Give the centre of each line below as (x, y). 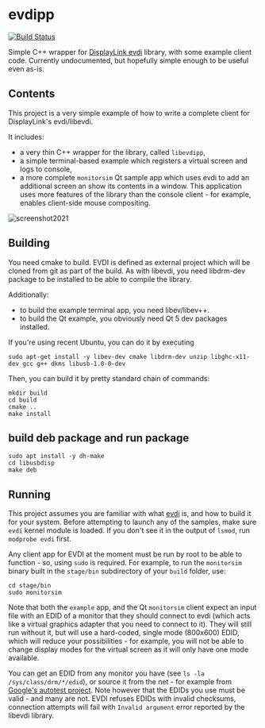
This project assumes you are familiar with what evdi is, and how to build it (130, 514)
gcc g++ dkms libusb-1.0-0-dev (74, 364)
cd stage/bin (30, 586)
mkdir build (28, 393)
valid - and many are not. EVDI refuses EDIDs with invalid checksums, (122, 699)
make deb (23, 470)
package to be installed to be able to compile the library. (100, 279)
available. (24, 658)
